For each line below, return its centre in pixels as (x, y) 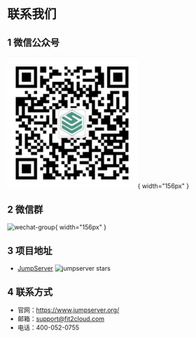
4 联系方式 (30, 292)
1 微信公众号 (34, 42)
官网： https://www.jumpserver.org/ (68, 310)
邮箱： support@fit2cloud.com (61, 319)
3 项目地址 (30, 251)
